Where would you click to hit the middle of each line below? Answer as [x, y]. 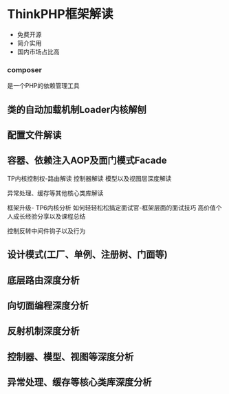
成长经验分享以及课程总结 [49, 216]
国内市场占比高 [38, 52]
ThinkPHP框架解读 [60, 14]
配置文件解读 [34, 135]
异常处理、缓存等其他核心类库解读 [55, 193]
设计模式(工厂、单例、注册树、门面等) [87, 255]
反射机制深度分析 [43, 331]
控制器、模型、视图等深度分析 [70, 357]
